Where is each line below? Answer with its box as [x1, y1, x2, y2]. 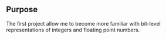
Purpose [6, 5, 38, 15]
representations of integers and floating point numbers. [6, 26, 140, 33]
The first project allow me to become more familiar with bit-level [6, 20, 161, 27]
